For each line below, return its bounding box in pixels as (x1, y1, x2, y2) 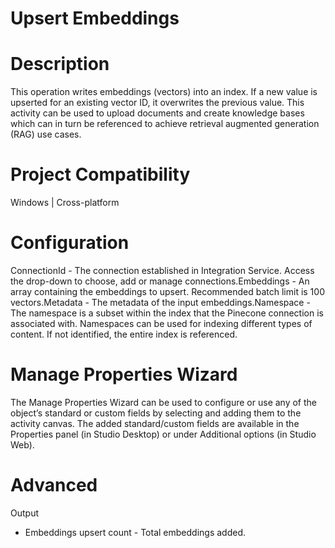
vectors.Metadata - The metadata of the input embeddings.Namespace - (10, 297, 311, 308)
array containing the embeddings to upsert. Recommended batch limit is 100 (10, 286, 325, 297)
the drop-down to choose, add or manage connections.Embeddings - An (10, 275, 310, 287)
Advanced (10, 474, 98, 497)
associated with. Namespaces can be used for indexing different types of (10, 318, 313, 329)
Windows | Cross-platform (10, 197, 120, 209)
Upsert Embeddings (10, 7, 180, 30)
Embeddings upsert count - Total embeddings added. (24, 526, 247, 538)
